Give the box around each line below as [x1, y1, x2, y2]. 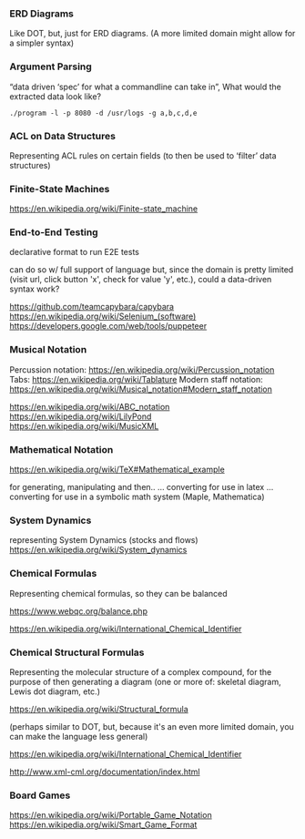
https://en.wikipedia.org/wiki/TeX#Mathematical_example [9, 464, 225, 476]
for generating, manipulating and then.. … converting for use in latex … [9, 482, 274, 493]
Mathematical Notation [9, 443, 114, 455]
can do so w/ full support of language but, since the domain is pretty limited [9, 264, 294, 275]
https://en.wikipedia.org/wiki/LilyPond [9, 411, 152, 422]
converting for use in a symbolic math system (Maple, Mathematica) [9, 491, 266, 503]
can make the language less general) [9, 731, 148, 742]
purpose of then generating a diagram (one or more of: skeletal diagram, [9, 676, 281, 687]
